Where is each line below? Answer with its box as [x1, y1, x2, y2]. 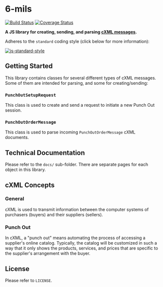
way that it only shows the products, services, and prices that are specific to [5, 245, 158, 251]
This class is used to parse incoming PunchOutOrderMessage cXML [5, 129, 136, 135]
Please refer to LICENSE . [5, 277, 53, 283]
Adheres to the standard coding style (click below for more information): [5, 38, 150, 44]
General [5, 195, 24, 202]
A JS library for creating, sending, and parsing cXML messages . [5, 29, 137, 35]
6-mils [5, 3, 32, 15]
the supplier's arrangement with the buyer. [5, 250, 91, 256]
